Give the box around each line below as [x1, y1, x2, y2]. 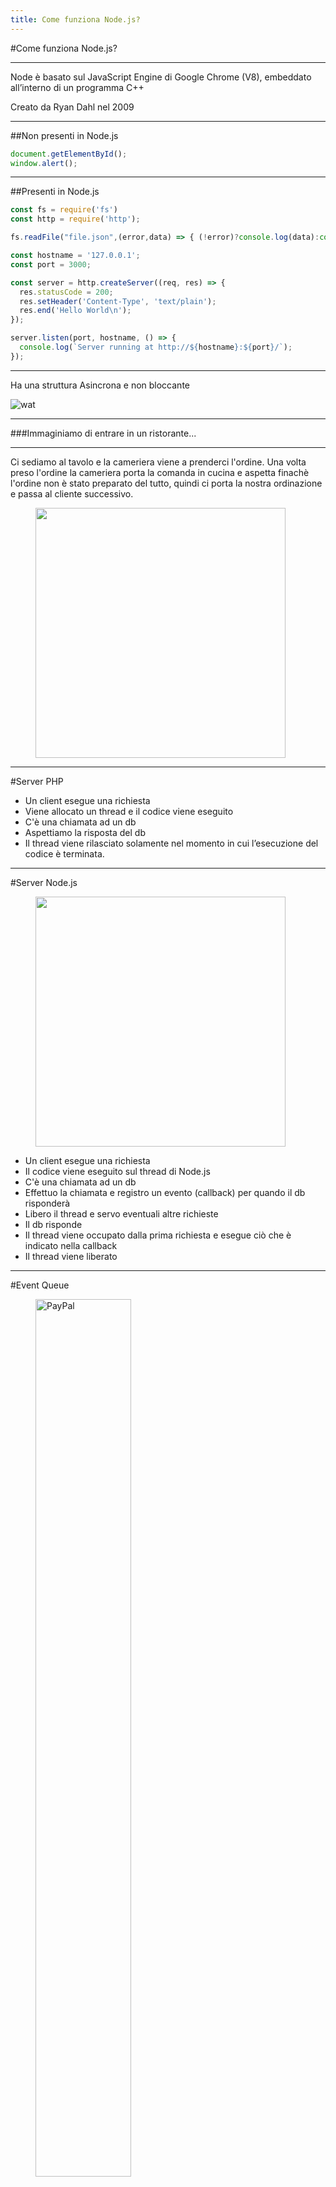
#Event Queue [10, 1279, 70, 1291]
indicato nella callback [24, 1239, 118, 1251]
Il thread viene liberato [24, 1250, 118, 1262]
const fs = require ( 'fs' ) [10, 205, 118, 215]
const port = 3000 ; [10, 259, 92, 270]
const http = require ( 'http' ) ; [10, 214, 141, 225]
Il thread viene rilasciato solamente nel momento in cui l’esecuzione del [24, 837, 319, 849]
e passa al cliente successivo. [10, 487, 134, 500]
